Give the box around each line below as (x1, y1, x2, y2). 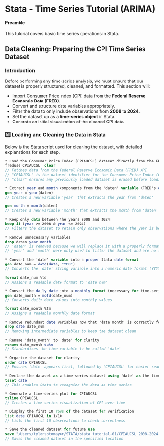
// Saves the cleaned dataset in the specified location (5, 436, 123, 441)
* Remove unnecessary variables (5, 235, 71, 240)
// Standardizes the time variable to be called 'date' (5, 346, 121, 352)
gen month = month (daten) (5, 203, 58, 208)
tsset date (5, 378, 27, 383)
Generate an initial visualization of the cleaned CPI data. (12, 119, 125, 125)
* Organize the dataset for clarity (5, 355, 80, 361)
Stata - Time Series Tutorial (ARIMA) (5, 3, 156, 15)
